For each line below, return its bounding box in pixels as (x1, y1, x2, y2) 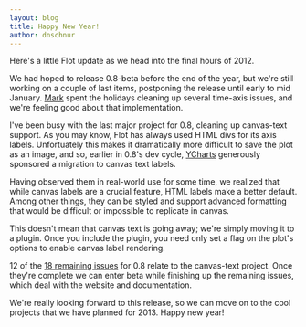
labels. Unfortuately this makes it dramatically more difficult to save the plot (9, 139, 294, 151)
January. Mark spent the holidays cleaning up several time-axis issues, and (9, 92, 293, 103)
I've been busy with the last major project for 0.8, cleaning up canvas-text (9, 120, 288, 131)
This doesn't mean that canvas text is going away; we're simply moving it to (9, 223, 295, 234)
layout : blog (9, 13, 59, 23)
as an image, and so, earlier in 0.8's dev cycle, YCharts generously (9, 149, 261, 160)
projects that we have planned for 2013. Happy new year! (9, 307, 225, 318)
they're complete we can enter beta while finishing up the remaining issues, (9, 270, 294, 281)
